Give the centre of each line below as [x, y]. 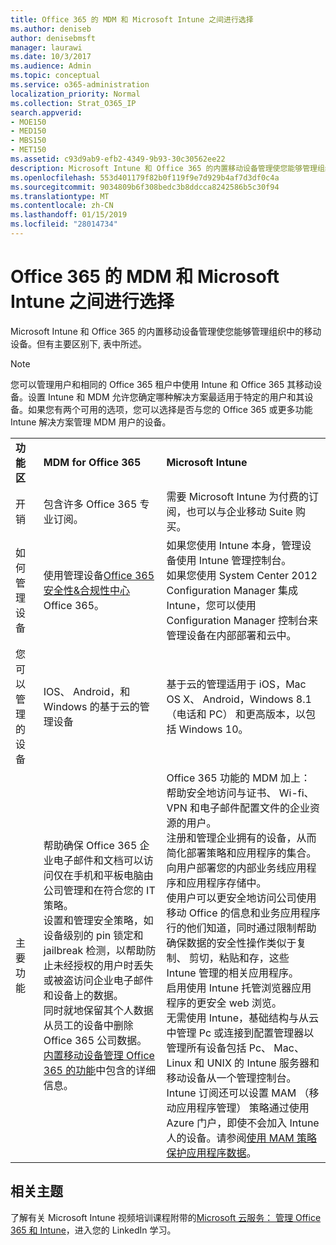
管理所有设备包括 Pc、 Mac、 [235, 1048]
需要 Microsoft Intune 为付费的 [238, 496]
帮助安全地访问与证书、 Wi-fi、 [240, 793]
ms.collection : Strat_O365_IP [73, 103]
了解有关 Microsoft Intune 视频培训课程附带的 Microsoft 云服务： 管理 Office [166, 1217]
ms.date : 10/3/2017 [51, 57]
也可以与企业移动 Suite [239, 511]
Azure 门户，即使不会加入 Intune [243, 1123]
